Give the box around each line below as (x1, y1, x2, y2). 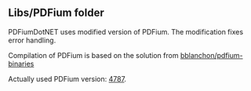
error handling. (8, 35, 56, 45)
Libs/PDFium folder (8, 6, 104, 20)
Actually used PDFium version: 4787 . (8, 74, 127, 83)
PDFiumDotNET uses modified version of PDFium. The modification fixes (8, 27, 244, 36)
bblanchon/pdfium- (180, 50, 243, 60)
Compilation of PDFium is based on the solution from (8, 50, 179, 60)
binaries (8, 59, 35, 68)
